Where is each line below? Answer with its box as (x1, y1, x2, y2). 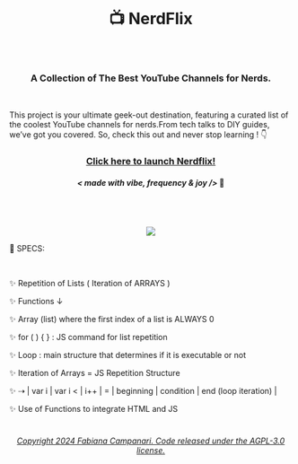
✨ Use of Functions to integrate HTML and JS (9, 404, 179, 415)
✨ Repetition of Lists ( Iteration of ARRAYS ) (9, 278, 171, 289)
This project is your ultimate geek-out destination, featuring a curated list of (9, 109, 289, 120)
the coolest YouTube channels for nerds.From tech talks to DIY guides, (9, 119, 270, 130)
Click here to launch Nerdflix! (85, 155, 216, 168)
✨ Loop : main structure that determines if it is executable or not (9, 350, 247, 361)
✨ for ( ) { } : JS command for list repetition (9, 332, 168, 343)
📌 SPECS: (9, 243, 45, 254)
